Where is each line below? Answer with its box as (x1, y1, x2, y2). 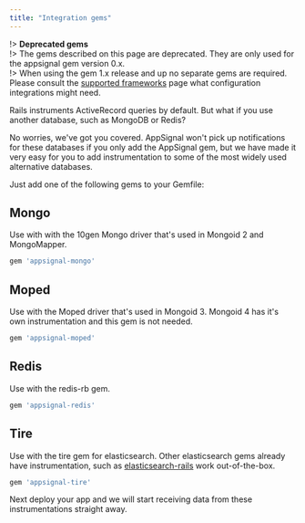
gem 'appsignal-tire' (9, 477, 92, 486)
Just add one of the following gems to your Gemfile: (9, 179, 205, 190)
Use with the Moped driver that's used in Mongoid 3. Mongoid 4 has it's (9, 307, 280, 318)
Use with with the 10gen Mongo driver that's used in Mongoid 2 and (9, 229, 264, 240)
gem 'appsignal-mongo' (9, 256, 96, 266)
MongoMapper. (9, 239, 67, 250)
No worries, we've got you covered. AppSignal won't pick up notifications (9, 131, 286, 142)
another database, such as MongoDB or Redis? (9, 114, 187, 125)
